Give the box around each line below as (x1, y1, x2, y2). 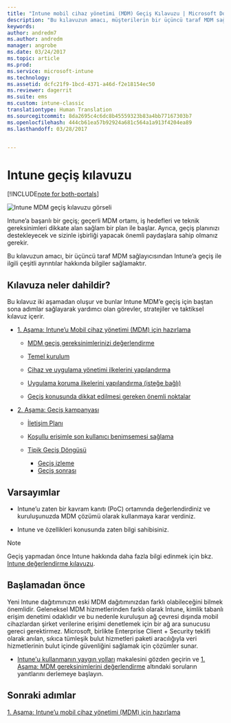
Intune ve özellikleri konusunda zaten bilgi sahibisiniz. (16, 525, 170, 533)
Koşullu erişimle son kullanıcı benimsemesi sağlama (27, 432, 174, 441)
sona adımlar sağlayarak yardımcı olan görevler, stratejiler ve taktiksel (7, 305, 204, 314)
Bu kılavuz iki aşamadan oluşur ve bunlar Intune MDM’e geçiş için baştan (7, 298, 213, 306)
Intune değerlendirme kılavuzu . (7, 559, 96, 567)
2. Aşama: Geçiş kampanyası (16, 406, 100, 414)
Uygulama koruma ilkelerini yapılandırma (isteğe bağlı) (27, 379, 181, 387)
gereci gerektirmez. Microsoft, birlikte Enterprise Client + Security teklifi (7, 627, 211, 635)
